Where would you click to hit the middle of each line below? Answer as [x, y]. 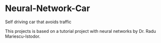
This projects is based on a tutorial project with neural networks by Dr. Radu [80, 31]
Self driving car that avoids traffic [38, 22]
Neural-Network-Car [48, 8]
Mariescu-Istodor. [23, 36]
